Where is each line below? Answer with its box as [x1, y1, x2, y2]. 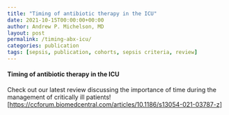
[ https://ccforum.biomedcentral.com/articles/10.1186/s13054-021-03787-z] [7, 100, 223, 109]
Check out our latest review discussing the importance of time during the [7, 86, 217, 94]
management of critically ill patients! [7, 93, 111, 101]
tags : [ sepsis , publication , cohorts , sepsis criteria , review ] [7, 49, 198, 56]
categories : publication [7, 42, 79, 49]
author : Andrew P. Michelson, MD [7, 23, 104, 30]
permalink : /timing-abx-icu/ [7, 36, 92, 43]
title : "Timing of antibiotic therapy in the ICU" [7, 10, 157, 17]
